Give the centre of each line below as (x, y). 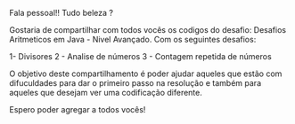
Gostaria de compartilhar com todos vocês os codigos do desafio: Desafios (148, 30)
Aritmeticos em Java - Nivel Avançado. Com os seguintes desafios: (133, 39)
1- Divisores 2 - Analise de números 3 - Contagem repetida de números (140, 56)
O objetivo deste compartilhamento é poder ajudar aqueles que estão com (146, 74)
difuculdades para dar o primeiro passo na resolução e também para (135, 83)
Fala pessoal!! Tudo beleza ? (61, 13)
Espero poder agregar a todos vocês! (78, 109)
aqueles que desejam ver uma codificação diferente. (106, 93)
